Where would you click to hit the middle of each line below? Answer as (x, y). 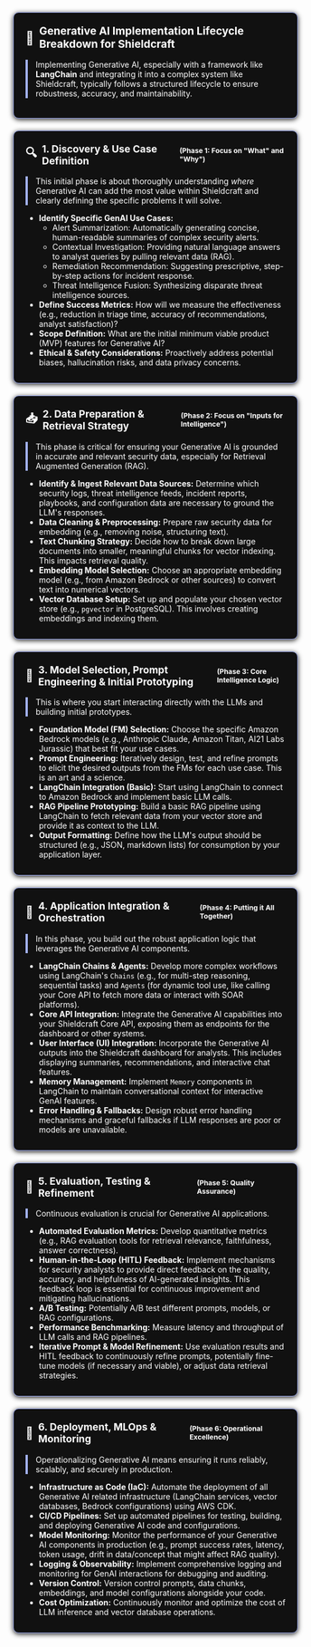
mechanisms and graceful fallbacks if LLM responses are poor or (160, 1120)
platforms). (59, 1004)
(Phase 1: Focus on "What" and (231, 150)
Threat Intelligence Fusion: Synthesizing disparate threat (157, 285)
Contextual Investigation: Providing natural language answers (166, 247)
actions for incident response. (139, 276)
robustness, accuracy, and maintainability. (114, 93)
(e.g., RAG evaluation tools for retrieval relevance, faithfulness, (155, 1241)
